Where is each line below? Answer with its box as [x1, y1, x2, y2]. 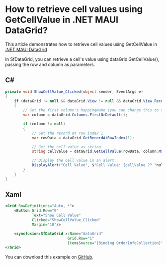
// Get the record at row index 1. [31, 131, 106, 136]
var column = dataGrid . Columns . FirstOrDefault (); [23, 112, 128, 118]
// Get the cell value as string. [31, 144, 103, 149]
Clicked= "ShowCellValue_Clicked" [31, 218, 101, 223]
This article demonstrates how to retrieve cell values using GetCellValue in [5, 41, 158, 47]
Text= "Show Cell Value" [31, 213, 81, 218]
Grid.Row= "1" [67, 236, 94, 241]
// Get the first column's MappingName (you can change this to [23, 108, 159, 113]
